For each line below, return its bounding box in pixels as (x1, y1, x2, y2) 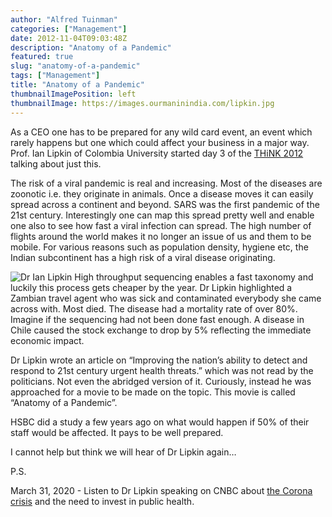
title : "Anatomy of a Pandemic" (10, 80, 145, 90)
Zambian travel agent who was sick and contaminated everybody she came (10, 292, 322, 304)
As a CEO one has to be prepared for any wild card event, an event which (10, 126, 313, 138)
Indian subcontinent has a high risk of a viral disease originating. (10, 251, 276, 263)
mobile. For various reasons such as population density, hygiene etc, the (10, 241, 309, 253)
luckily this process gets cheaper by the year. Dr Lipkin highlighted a (10, 281, 293, 293)
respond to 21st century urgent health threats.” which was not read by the (10, 364, 314, 376)
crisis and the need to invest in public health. (10, 495, 195, 507)
